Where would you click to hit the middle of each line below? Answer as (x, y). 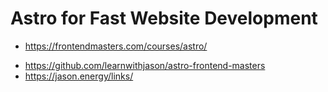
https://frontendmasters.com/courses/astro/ (116, 46)
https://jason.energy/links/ (79, 76)
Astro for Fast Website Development (164, 18)
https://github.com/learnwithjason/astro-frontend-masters (145, 65)
